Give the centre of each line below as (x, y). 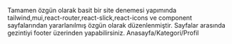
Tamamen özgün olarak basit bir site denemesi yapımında (92, 10)
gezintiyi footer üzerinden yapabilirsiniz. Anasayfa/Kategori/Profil (103, 33)
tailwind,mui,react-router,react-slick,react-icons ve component (100, 18)
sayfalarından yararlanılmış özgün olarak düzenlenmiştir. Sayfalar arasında (117, 25)
